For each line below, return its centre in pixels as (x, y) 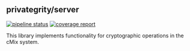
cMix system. (23, 42)
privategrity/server (43, 10)
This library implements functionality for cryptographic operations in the (95, 36)
